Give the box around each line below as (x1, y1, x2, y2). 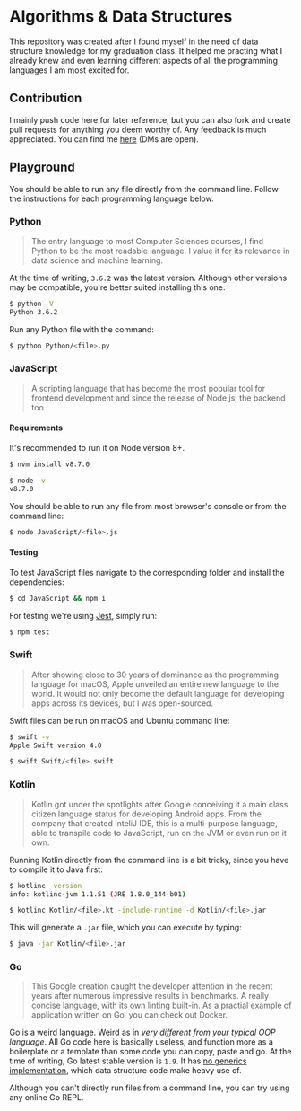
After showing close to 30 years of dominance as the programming (30, 669, 279, 680)
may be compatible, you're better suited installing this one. (9, 281, 226, 293)
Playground (9, 160, 75, 175)
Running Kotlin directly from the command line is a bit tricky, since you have (9, 854, 289, 865)
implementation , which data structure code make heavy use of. (9, 1065, 242, 1076)
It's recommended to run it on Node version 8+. (9, 442, 185, 453)
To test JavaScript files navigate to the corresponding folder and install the (9, 567, 285, 578)
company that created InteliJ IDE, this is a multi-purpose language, (30, 817, 278, 828)
